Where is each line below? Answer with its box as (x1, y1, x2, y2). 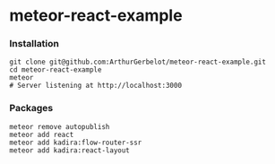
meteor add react (9, 130, 74, 139)
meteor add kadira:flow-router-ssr (9, 138, 142, 147)
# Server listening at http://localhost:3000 (9, 82, 182, 91)
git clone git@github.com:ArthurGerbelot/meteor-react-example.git (9, 57, 267, 67)
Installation (9, 38, 60, 50)
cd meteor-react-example (9, 65, 102, 74)
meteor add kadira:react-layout (9, 145, 130, 155)
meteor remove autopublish (9, 122, 110, 131)
